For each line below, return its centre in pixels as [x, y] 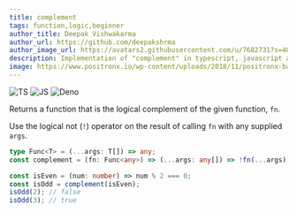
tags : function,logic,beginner [67, 26]
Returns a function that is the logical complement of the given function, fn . [145, 109]
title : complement [43, 17]
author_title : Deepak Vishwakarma [73, 34]
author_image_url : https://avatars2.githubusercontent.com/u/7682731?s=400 [152, 50]
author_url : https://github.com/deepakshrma [92, 42]
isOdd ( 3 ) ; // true [43, 201]
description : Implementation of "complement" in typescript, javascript [146, 58]
